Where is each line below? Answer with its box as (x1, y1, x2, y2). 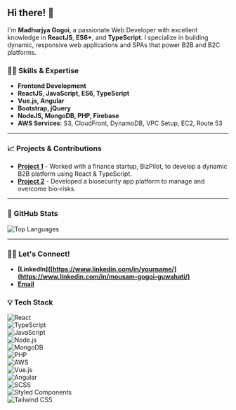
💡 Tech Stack (7, 297, 53, 307)
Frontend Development (17, 82, 86, 90)
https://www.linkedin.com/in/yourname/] (52, 265, 177, 273)
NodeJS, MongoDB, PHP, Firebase (17, 112, 119, 120)
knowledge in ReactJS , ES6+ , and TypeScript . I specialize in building (7, 33, 209, 41)
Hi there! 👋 (7, 7, 55, 19)
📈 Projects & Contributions (7, 143, 102, 153)
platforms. (7, 48, 37, 56)
